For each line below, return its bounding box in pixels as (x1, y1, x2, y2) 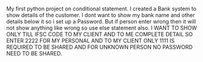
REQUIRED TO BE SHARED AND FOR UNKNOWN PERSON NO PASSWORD (6, 43, 193, 51)
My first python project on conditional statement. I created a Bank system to (6, 5, 197, 12)
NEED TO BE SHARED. (6, 50, 63, 57)
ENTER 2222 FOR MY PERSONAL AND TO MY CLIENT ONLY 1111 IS (6, 37, 175, 44)
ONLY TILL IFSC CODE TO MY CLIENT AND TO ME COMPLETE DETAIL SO (6, 31, 193, 38)
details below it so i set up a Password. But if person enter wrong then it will (6, 18, 196, 25)
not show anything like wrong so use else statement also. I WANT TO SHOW (6, 24, 198, 31)
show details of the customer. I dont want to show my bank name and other (6, 11, 196, 19)
